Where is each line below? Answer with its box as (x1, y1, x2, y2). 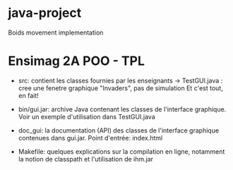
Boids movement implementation (8, 28, 104, 37)
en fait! (18, 91, 39, 99)
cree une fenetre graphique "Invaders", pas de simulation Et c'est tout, (18, 83, 223, 92)
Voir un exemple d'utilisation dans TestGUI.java (18, 112, 155, 121)
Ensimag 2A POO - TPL (8, 53, 145, 69)
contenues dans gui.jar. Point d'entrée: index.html (18, 133, 163, 142)
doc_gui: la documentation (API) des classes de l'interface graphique (18, 126, 220, 135)
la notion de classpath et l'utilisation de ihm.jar (18, 154, 154, 163)
